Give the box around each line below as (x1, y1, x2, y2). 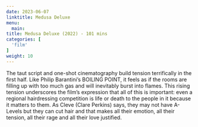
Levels (6, 107, 23, 114)
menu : (6, 20, 20, 26)
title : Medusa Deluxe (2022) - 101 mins (6, 31, 108, 37)
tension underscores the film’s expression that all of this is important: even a (6, 88, 193, 95)
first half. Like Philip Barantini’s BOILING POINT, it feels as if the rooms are (6, 76, 187, 83)
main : (11, 25, 26, 32)
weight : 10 (6, 53, 33, 59)
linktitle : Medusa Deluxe (6, 14, 70, 20)
